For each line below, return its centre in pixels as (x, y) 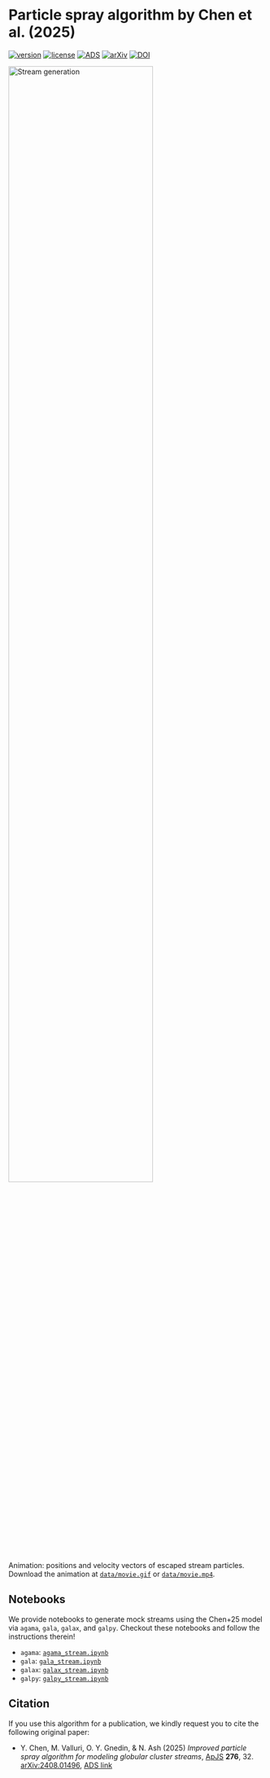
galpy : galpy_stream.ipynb (64, 1678)
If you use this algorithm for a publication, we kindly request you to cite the (134, 1723)
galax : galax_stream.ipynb (64, 1669)
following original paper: (49, 1732)
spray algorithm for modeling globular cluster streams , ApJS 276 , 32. (137, 1756)
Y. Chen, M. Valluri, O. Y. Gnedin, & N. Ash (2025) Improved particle (133, 1748)
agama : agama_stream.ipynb (64, 1652)
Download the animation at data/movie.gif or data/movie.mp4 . (112, 1574)
